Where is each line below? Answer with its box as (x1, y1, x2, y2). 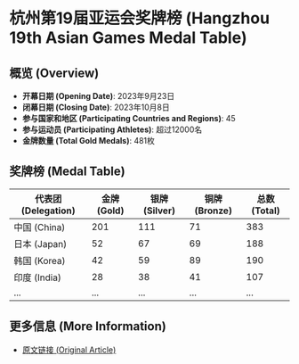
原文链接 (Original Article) (21, 344, 117, 355)
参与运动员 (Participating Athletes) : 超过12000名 (21, 124, 203, 135)
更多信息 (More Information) (9, 318, 166, 335)
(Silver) (143, 204, 176, 217)
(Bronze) (194, 204, 233, 217)
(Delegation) (20, 204, 76, 217)
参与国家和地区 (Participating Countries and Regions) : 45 (21, 113, 236, 123)
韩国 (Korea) (13, 254, 66, 267)
